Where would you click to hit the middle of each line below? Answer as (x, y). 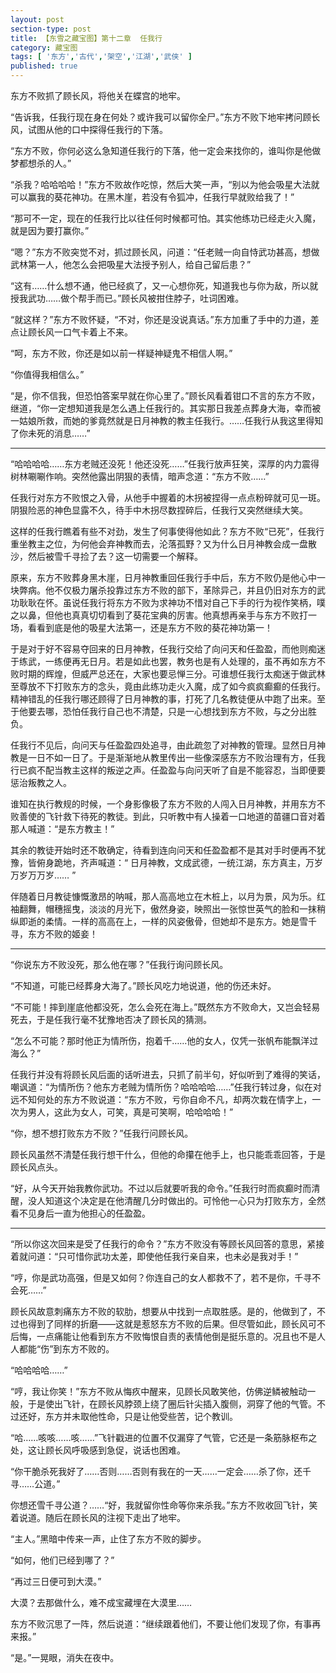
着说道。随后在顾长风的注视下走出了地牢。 (98, 1517)
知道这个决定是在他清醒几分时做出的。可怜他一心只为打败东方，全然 (185, 1200)
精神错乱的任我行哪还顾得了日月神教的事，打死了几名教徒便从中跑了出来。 (163, 699)
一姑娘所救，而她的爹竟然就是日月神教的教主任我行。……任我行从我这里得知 (167, 420)
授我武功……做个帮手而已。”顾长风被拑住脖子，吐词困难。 (127, 298)
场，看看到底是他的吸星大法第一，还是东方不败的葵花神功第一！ (141, 627)
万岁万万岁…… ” (43, 875)
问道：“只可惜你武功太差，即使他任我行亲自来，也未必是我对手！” (163, 1256)
